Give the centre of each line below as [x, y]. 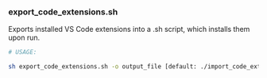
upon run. [24, 37]
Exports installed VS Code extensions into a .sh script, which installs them [129, 29]
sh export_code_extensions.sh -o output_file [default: [103, 67]
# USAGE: [23, 53]
